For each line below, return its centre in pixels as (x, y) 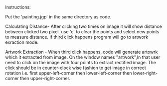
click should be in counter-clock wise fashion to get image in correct (76, 68)
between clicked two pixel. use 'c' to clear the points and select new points (82, 32)
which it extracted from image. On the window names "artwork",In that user (83, 57)
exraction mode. (22, 42)
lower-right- (145, 73)
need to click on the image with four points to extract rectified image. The (81, 62)
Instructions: (18, 7)
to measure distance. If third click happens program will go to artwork (77, 37)
